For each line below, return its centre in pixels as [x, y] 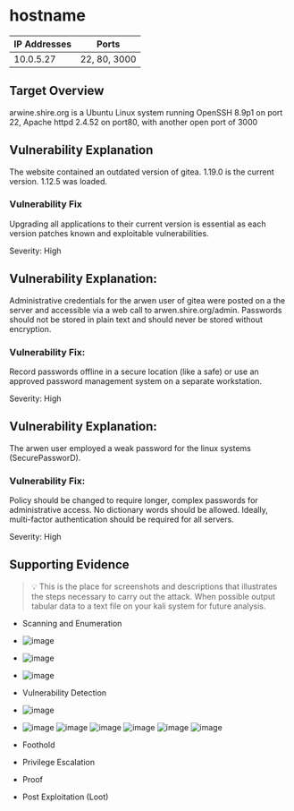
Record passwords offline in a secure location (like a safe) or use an [134, 371]
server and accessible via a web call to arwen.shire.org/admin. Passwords [146, 310]
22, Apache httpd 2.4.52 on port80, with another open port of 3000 [134, 122]
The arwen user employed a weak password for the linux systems [130, 448]
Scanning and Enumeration [72, 623]
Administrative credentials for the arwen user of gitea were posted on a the [147, 300]
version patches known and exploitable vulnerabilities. [109, 233]
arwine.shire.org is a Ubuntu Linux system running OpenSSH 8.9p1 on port [146, 112]
